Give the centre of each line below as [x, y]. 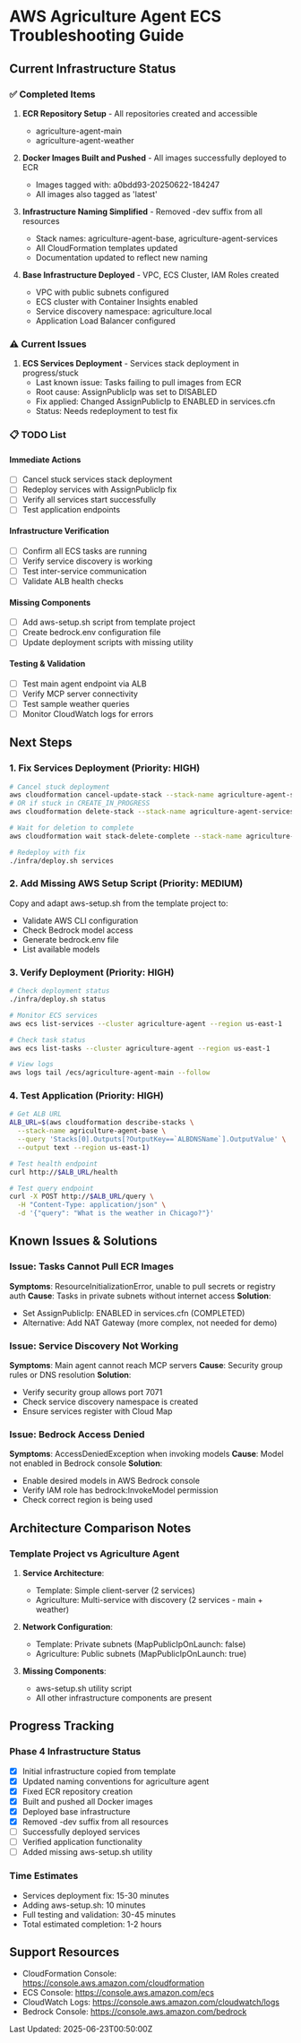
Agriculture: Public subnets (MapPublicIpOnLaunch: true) [141, 1654]
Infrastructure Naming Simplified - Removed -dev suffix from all [142, 211]
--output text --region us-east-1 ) [84, 1147]
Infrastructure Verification [60, 531]
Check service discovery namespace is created [110, 1402]
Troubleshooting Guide [97, 35]
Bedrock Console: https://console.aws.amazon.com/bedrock [134, 2012]
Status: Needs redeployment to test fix [107, 411]
